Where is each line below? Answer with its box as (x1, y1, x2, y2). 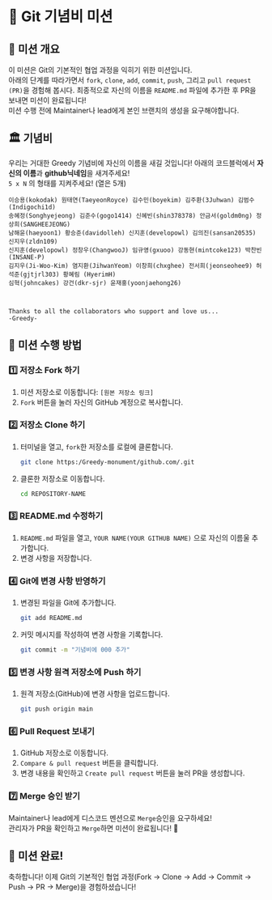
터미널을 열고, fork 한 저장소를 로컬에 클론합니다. (19, 442, 173, 452)
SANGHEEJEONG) (23, 220, 71, 228)
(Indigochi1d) (8, 203, 57, 211)
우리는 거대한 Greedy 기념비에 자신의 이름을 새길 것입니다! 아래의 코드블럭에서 (8, 158, 256, 168)
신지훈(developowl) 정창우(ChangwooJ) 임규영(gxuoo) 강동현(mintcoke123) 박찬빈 (8, 246, 262, 254)
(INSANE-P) (8, 253, 45, 261)
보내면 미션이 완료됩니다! (8, 96, 87, 105)
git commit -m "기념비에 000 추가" (19, 646, 130, 654)
